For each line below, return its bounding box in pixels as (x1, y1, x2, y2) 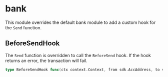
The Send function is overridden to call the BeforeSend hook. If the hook (5, 52, 151, 58)
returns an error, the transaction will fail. (5, 58, 87, 64)
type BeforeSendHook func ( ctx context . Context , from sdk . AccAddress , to (5, 67, 160, 72)
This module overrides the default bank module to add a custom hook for (5, 19, 156, 25)
